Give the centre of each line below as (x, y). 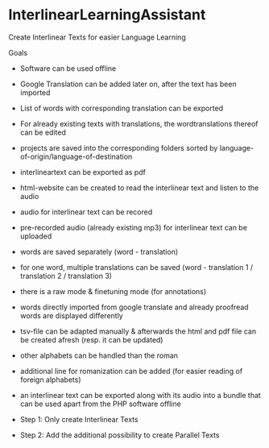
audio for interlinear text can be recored (86, 212)
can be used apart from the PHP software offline (100, 404)
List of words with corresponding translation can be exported (122, 108)
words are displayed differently (71, 315)
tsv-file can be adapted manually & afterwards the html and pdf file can (138, 331)
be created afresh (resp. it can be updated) (91, 339)
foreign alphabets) (50, 380)
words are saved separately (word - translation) (99, 251)
